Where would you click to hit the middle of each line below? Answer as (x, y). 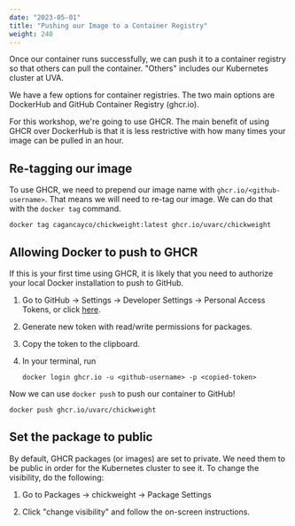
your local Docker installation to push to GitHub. (97, 283)
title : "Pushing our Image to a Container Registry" (109, 26)
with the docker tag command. (65, 208)
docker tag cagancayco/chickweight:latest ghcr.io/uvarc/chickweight (140, 225)
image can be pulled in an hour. (66, 141)
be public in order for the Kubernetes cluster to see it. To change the (134, 467)
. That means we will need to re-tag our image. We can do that (159, 200)
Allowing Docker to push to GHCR (104, 252)
